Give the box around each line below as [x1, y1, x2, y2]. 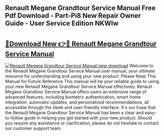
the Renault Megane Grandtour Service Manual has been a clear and [5, 110, 144, 115]
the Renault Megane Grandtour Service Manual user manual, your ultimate [5, 68, 156, 74]
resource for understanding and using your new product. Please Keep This [5, 73, 156, 79]
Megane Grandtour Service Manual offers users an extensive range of [5, 89, 147, 95]
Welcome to [129, 63, 154, 68]
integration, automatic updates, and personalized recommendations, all [5, 99, 149, 105]
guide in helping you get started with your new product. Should [24, 115, 152, 121]
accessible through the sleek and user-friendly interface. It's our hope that [5, 105, 156, 110]
